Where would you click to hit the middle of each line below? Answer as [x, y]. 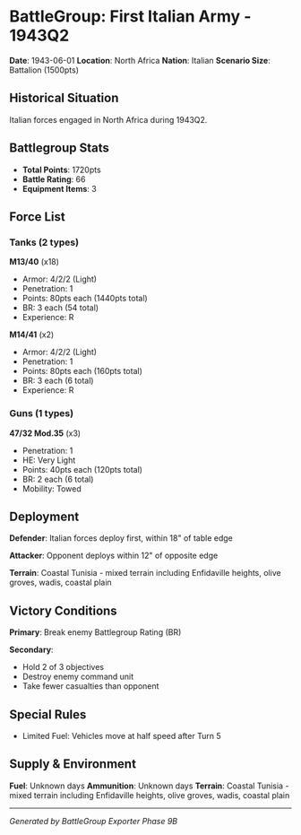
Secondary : [31, 650]
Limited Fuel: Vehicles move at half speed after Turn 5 [121, 735]
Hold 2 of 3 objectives [63, 667]
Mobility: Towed [52, 488]
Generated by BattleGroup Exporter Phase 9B [93, 821]
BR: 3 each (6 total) [58, 381]
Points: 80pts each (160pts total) [82, 371]
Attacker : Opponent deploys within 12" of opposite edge [114, 556]
